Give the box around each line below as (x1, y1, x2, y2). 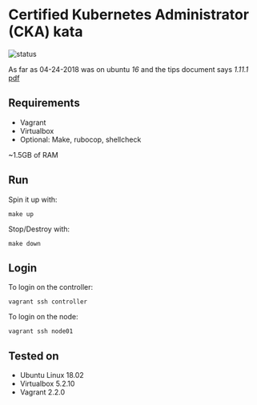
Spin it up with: (8, 194, 58, 204)
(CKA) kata (8, 22, 83, 41)
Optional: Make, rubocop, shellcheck (19, 134, 142, 144)
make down (8, 239, 42, 247)
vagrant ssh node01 (8, 327, 74, 335)
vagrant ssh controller (8, 298, 88, 306)
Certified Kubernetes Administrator (8, 6, 250, 24)
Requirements (8, 96, 80, 110)
